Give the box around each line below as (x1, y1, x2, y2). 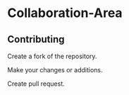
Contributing (7, 33, 65, 45)
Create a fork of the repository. (7, 52, 97, 60)
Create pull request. (7, 79, 65, 88)
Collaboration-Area (7, 5, 123, 21)
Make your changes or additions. (7, 66, 103, 74)
